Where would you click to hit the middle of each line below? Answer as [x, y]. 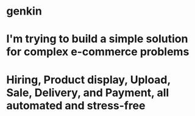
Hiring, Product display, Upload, [88, 80]
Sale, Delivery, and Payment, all [88, 93]
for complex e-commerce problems [98, 52]
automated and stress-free [76, 105]
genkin [24, 11]
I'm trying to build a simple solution [97, 39]
